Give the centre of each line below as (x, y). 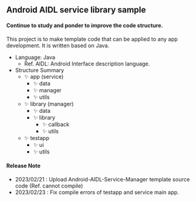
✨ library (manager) (49, 104)
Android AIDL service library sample (76, 10)
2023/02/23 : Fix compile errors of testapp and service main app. (97, 192)
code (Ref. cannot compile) (49, 186)
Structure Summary (39, 70)
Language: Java (35, 57)
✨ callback (56, 124)
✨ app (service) (44, 76)
